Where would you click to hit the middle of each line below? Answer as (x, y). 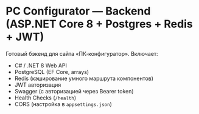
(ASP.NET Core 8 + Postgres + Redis (99, 24)
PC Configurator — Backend (78, 11)
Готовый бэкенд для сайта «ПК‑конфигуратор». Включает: (82, 53)
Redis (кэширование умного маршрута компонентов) (84, 78)
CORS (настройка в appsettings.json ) (63, 104)
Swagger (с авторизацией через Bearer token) (74, 91)
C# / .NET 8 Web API (41, 65)
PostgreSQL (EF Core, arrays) (52, 72)
